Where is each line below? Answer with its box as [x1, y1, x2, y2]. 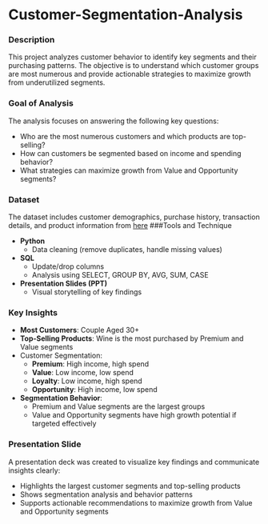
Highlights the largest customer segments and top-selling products [19, 481, 242, 490]
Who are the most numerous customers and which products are [19, 131, 230, 141]
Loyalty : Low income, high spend [31, 376, 142, 386]
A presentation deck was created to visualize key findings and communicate [8, 457, 260, 466]
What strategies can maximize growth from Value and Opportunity [19, 166, 238, 175]
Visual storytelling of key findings [31, 287, 142, 297]
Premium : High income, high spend [31, 359, 150, 369]
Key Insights [8, 307, 58, 318]
